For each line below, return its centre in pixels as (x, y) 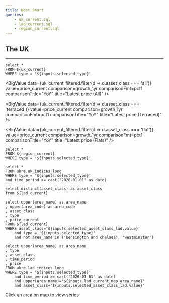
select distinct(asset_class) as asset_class (54, 189)
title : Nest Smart (24, 10)
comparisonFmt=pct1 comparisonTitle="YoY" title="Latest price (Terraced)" (83, 114)
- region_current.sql (37, 29)
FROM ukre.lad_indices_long (35, 268)
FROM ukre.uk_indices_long (33, 171)
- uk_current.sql (32, 19)
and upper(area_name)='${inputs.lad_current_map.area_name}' (79, 281)
